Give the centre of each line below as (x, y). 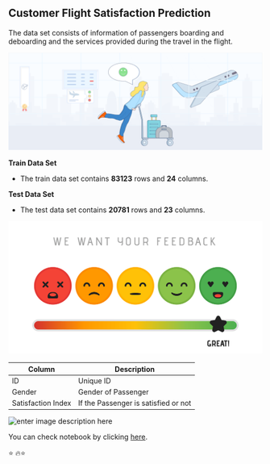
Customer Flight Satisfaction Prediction (110, 13)
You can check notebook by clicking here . (78, 437)
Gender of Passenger (113, 392)
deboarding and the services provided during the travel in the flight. (121, 41)
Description (135, 369)
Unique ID (94, 380)
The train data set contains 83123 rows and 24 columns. (114, 178)
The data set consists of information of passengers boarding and (116, 32)
